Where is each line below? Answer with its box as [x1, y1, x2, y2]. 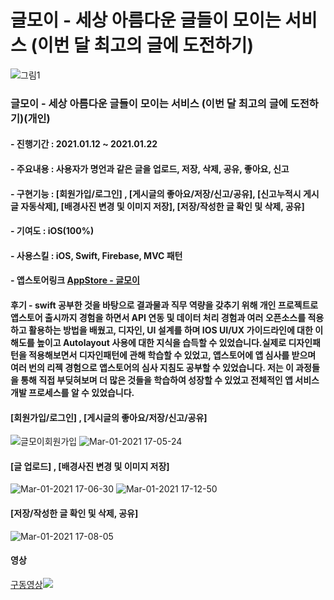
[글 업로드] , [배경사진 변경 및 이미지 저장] [10, 460, 170, 472]
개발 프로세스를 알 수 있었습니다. [10, 387, 135, 399]
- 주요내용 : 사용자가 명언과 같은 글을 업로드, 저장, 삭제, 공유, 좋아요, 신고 [10, 163, 290, 175]
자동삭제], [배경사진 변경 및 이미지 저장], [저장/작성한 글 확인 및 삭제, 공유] [20, 200, 305, 212]
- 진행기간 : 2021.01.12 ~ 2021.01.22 [10, 138, 158, 150]
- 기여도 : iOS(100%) [10, 225, 95, 237]
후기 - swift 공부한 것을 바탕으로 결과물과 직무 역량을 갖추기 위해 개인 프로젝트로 [10, 299, 319, 311]
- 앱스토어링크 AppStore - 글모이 [10, 274, 140, 286]
